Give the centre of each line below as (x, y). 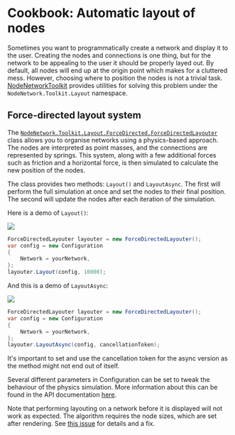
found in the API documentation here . (62, 395)
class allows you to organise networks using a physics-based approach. (113, 140)
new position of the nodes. (47, 170)
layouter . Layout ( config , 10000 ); (57, 272)
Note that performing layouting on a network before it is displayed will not (115, 409)
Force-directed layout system (75, 115)
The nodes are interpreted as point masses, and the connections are (108, 148)
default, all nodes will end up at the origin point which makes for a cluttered (117, 70)
